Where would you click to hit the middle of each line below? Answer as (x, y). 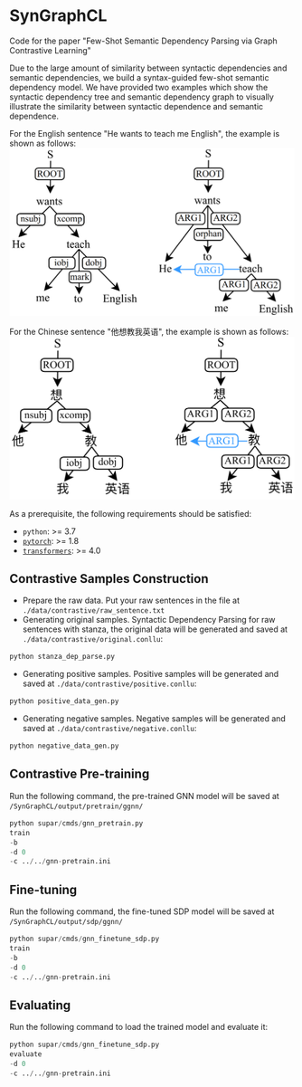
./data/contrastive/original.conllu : (93, 639)
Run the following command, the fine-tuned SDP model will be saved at (142, 911)
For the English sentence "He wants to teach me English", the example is (145, 133)
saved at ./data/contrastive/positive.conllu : (109, 683)
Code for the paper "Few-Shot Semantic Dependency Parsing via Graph (143, 41)
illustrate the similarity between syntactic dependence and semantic (137, 106)
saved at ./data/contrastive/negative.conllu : (109, 729)
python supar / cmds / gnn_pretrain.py (76, 823)
